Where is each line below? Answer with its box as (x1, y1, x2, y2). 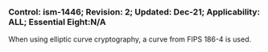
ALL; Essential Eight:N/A (8, 16, 106, 27)
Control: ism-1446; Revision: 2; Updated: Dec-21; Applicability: (8, 6, 260, 18)
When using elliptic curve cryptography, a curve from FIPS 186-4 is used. (8, 34, 252, 44)
